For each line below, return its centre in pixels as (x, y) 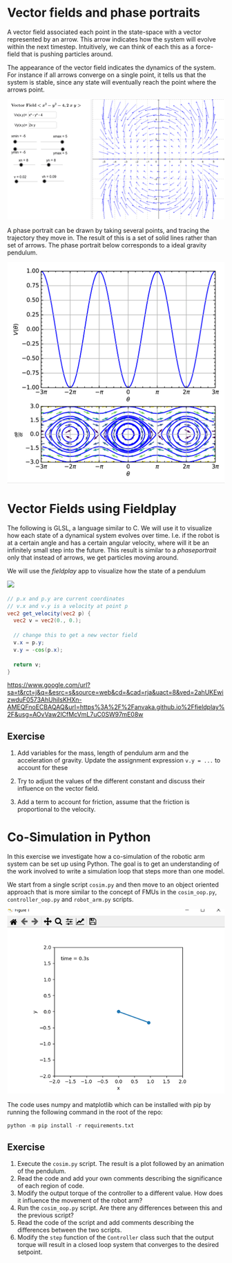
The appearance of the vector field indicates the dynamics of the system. (112, 67)
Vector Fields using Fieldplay (92, 509)
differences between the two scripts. (69, 1230)
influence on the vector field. (58, 789)
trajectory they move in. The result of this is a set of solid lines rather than (112, 238)
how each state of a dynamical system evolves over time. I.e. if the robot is (113, 535)
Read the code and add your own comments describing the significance (119, 1178)
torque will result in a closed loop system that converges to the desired (118, 1245)
